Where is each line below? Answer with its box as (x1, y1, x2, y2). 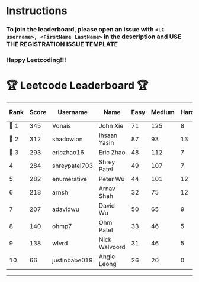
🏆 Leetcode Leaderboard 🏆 (6, 79, 149, 92)
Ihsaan (98, 131, 117, 140)
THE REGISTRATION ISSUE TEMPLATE (6, 40, 118, 48)
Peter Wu (98, 174, 125, 183)
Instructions (6, 4, 68, 18)
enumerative (52, 174, 88, 183)
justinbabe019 (52, 256, 93, 264)
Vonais (52, 121, 71, 129)
